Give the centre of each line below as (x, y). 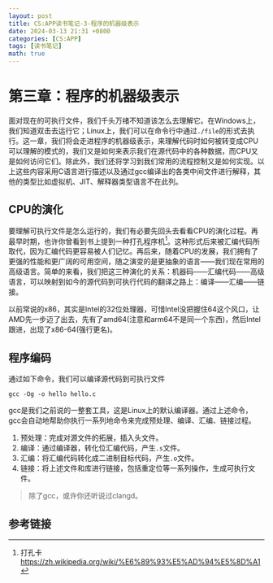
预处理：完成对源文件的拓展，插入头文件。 (91, 438)
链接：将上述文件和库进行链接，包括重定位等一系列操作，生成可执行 (134, 468)
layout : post (30, 16)
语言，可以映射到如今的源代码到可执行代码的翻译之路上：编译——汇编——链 (136, 282)
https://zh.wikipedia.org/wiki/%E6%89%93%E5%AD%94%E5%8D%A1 (140, 562)
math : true (27, 54)
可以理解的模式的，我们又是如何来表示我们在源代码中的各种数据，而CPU (130, 150)
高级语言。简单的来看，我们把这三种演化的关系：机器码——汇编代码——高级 (136, 272)
